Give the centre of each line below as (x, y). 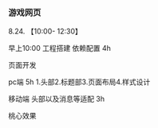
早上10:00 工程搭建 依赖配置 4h (60, 48)
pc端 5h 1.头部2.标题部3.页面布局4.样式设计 (79, 82)
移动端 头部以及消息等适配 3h (57, 99)
